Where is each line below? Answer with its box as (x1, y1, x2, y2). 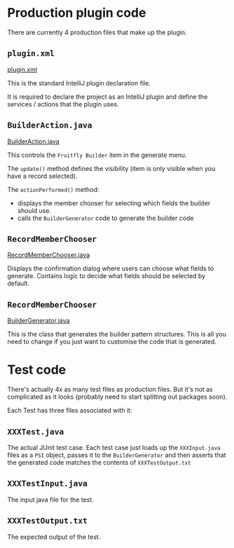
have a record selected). (7, 172, 78, 180)
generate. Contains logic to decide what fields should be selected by (7, 272, 205, 280)
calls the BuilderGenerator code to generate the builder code (17, 214, 194, 222)
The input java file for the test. (7, 495, 95, 504)
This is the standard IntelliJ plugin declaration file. (7, 78, 151, 87)
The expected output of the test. (7, 533, 101, 541)
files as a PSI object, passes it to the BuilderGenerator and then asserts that (7, 451, 226, 459)
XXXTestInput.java (7, 479, 88, 488)
